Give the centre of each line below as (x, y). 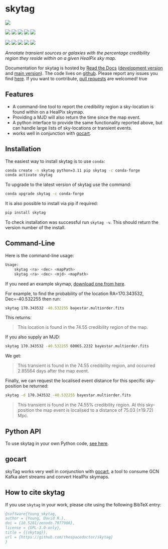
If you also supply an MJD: (33, 337)
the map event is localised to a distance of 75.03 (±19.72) (95, 410)
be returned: (36, 386)
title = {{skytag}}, (27, 533)
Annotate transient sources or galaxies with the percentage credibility (77, 53)
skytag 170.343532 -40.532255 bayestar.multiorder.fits (65, 308)
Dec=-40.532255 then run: (33, 299)
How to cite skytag (35, 492)
